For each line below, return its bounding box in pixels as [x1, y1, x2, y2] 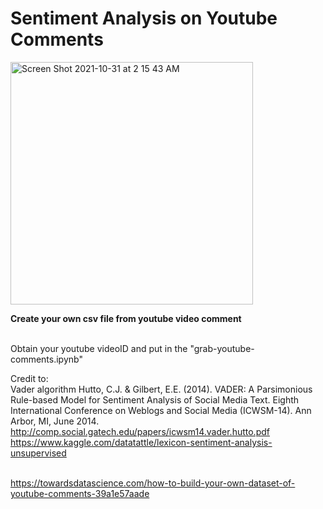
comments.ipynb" [10, 353, 83, 365]
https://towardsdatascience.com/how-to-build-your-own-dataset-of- [10, 477, 296, 489]
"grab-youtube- [189, 342, 255, 354]
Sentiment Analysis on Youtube [10, 7, 278, 30]
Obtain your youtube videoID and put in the [10, 342, 188, 354]
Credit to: [10, 372, 49, 384]
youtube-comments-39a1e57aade [10, 487, 150, 499]
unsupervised [10, 447, 67, 459]
